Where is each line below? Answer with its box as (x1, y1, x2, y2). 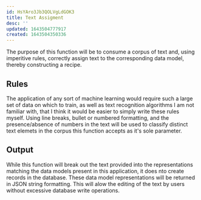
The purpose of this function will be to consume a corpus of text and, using (6, 48, 196, 55)
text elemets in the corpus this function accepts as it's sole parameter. (6, 127, 182, 134)
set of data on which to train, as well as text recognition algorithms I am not (6, 101, 194, 108)
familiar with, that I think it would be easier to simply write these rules (6, 108, 180, 115)
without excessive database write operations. (6, 187, 120, 194)
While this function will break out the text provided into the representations (6, 160, 193, 168)
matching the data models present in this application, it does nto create (6, 167, 184, 174)
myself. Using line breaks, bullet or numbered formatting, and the (6, 114, 169, 122)
